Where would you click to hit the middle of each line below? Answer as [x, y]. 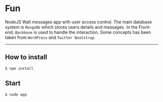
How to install [26, 57]
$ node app [16, 94]
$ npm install [19, 68]
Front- [145, 27]
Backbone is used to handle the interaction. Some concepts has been [83, 32]
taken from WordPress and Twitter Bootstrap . [50, 37]
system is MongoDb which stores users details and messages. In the [71, 27]
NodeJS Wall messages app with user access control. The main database [78, 22]
